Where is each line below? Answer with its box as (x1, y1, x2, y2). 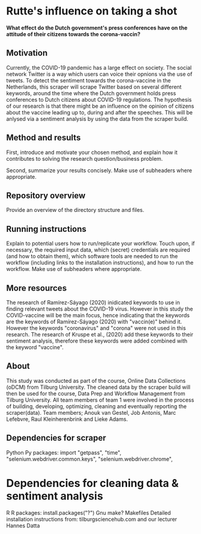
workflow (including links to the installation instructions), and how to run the (6, 259, 194, 266)
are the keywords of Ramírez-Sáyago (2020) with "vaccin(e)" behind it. (6, 318, 182, 325)
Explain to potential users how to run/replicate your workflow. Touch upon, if (6, 240, 195, 247)
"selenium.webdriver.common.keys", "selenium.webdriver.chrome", (6, 455, 173, 462)
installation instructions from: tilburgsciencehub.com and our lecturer (6, 515, 178, 523)
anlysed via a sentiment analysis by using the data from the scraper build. (6, 115, 189, 122)
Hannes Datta (6, 522, 40, 529)
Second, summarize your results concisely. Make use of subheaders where (6, 167, 193, 174)
